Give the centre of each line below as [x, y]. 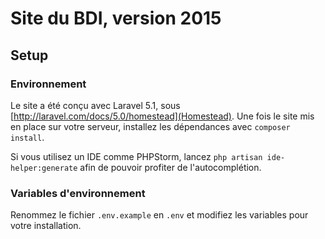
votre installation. [46, 226]
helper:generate [44, 168]
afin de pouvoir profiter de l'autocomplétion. [170, 167]
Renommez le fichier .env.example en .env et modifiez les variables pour [159, 215]
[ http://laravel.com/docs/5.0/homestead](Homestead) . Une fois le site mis [162, 116]
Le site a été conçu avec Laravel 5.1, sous [95, 105]
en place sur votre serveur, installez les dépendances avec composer [150, 126]
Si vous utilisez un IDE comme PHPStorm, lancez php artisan [136, 156]
